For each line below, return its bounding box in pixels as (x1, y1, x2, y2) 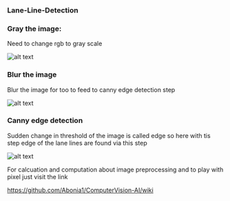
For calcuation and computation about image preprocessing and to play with (7, 165, 224, 174)
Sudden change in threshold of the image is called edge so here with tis (7, 131, 211, 139)
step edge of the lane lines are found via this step (7, 139, 147, 147)
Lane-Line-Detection (7, 5, 79, 15)
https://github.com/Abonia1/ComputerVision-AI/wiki (7, 186, 154, 194)
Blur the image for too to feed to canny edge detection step (7, 85, 176, 94)
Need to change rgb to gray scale (7, 40, 103, 48)
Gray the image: (7, 23, 62, 33)
